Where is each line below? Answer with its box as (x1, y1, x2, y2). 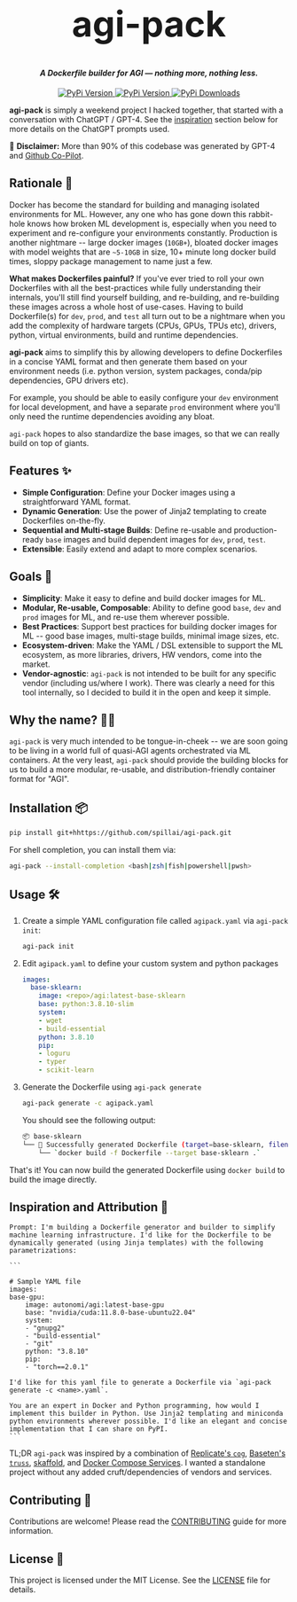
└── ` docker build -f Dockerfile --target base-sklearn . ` (38, 1148, 262, 1157)
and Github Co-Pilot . (9, 151, 84, 161)
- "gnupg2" (25, 1324, 66, 1333)
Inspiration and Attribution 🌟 (9, 1200, 168, 1215)
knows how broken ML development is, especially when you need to (27, 218, 277, 229)
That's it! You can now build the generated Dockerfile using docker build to (9, 1164, 285, 1175)
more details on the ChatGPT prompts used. (9, 124, 170, 135)
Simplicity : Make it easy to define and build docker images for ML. (21, 592, 266, 603)
